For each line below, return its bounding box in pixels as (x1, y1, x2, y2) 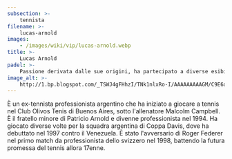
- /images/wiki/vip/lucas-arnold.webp (19, 42, 131, 49)
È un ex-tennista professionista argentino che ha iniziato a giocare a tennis (7, 100, 220, 108)
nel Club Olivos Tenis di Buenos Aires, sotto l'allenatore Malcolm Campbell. (7, 107, 221, 115)
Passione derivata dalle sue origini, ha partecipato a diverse (19, 68, 209, 75)
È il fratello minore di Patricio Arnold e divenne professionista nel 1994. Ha (7, 115, 218, 123)
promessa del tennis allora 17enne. (7, 144, 106, 152)
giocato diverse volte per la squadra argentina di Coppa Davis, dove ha (7, 122, 209, 130)
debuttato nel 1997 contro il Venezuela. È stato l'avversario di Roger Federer (7, 129, 223, 138)
